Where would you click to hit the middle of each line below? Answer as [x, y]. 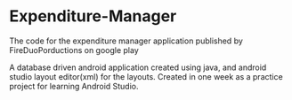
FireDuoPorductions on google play [74, 50]
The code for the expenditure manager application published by [126, 41]
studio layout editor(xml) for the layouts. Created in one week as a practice [146, 76]
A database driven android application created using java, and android [138, 67]
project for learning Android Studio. [74, 86]
